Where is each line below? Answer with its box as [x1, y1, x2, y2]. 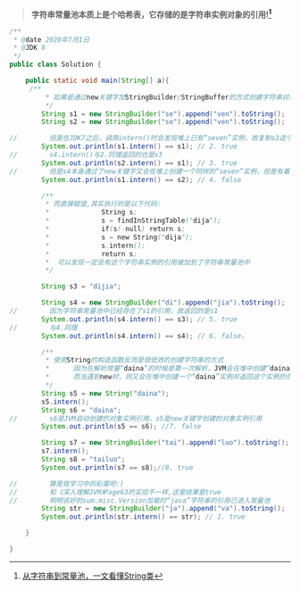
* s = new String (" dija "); [45, 232, 194, 242]
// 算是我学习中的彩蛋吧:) [9, 479, 124, 488]
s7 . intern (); [41, 446, 90, 456]
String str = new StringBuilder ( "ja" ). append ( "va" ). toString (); [41, 504, 286, 513]
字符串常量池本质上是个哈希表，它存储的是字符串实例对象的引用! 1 [30, 8, 272, 20]
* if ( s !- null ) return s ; [45, 225, 186, 234]
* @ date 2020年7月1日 [12, 35, 90, 44]
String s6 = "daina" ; [41, 405, 122, 414]
